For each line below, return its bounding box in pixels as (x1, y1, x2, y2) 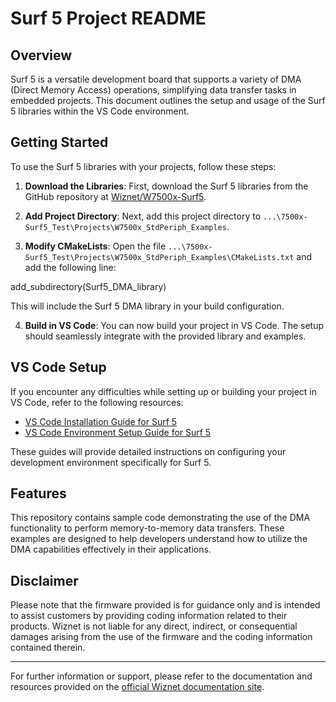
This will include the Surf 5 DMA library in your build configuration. (10, 300, 285, 312)
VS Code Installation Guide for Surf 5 (24, 415, 178, 427)
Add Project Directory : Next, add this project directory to (24, 210, 262, 222)
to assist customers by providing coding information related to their (10, 610, 288, 622)
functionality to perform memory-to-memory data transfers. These (10, 522, 285, 534)
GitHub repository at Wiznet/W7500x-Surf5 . (24, 190, 207, 202)
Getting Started (10, 134, 109, 151)
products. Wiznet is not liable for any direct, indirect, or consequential (10, 620, 298, 632)
